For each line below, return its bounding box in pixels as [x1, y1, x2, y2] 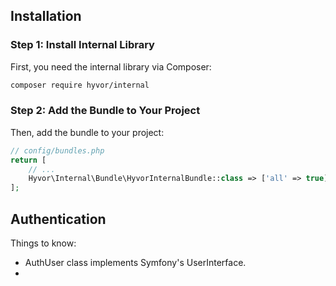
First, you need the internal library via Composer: [10, 60, 212, 73]
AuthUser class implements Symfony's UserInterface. [24, 257, 247, 269]
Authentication [10, 210, 107, 228]
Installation [10, 8, 82, 25]
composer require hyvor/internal [10, 80, 150, 90]
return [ [10, 155, 47, 165]
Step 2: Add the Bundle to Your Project [10, 104, 201, 118]
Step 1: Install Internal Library [10, 38, 155, 52]
